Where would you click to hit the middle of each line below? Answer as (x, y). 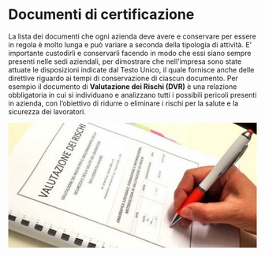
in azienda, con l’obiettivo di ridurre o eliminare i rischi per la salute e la (123, 103)
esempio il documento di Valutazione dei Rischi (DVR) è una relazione (123, 86)
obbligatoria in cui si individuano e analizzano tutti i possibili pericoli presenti (132, 95)
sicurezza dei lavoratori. (47, 111)
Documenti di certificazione (101, 15)
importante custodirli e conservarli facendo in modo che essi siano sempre (130, 53)
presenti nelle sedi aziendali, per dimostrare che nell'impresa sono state (125, 61)
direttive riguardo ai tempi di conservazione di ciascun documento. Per (123, 78)
